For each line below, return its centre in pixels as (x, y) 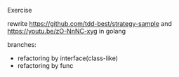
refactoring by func (45, 65)
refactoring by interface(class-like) (67, 58)
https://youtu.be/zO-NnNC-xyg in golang (67, 31)
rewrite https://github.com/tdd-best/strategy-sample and (89, 23)
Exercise (20, 10)
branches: (22, 44)
